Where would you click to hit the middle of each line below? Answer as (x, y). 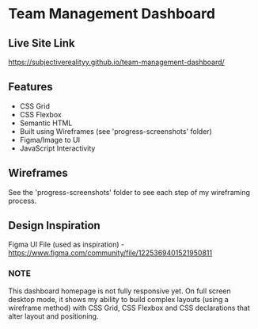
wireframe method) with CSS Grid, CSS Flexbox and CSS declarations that (129, 308)
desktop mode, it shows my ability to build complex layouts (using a (119, 299)
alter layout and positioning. (53, 316)
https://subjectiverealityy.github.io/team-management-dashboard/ (117, 62)
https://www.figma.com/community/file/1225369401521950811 (110, 253)
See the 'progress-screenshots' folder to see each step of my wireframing (129, 192)
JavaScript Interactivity (57, 148)
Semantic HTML (46, 123)
